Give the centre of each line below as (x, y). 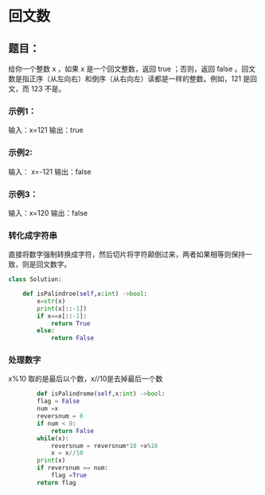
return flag (57, 482)
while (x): (53, 438)
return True (70, 323)
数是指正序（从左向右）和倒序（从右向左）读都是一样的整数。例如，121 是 (129, 79)
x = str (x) (51, 301)
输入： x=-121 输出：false (50, 171)
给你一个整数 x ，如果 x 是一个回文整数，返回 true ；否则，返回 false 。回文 (132, 69)
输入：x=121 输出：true (46, 130)
